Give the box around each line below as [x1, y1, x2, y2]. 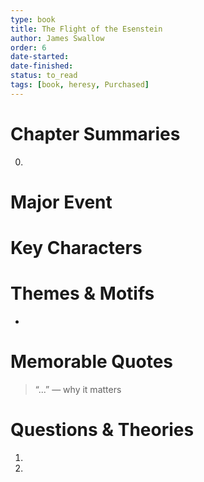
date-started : [10, 52, 70, 62]
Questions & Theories [10, 419, 195, 441]
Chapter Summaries [10, 122, 181, 145]
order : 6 [10, 42, 47, 53]
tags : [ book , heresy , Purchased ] [10, 80, 150, 90]
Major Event [10, 191, 113, 213]
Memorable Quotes [10, 351, 174, 373]
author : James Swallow [10, 33, 105, 43]
